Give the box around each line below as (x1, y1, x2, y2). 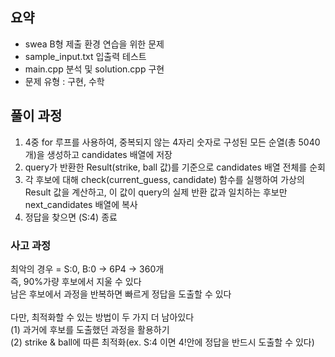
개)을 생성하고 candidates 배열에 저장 (24, 148, 173, 160)
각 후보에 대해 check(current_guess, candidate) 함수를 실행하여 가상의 (24, 173, 305, 185)
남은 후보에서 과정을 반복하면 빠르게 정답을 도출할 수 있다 (10, 288, 232, 300)
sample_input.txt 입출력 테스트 (24, 50, 147, 62)
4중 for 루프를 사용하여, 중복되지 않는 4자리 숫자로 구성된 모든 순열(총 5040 (24, 136, 321, 148)
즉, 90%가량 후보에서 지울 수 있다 (10, 275, 142, 287)
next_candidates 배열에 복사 (24, 198, 138, 210)
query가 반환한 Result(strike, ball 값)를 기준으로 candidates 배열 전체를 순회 (24, 161, 326, 173)
